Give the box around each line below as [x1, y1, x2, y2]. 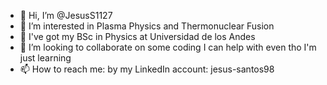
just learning [19, 52, 72, 64]
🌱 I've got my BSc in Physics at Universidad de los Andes [19, 31, 256, 42]
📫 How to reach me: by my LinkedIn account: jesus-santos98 [19, 63, 275, 75]
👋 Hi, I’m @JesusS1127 [19, 10, 113, 21]
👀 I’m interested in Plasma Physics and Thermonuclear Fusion [19, 20, 275, 32]
